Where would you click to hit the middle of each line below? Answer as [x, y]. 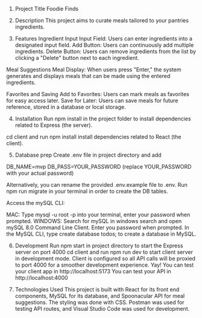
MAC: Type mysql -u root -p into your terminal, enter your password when [98, 215]
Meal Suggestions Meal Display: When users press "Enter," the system [94, 70]
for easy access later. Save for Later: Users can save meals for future [92, 100]
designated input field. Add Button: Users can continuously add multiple [104, 45]
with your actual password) [40, 173]
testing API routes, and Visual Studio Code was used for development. [102, 309]
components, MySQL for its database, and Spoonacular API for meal [100, 296]
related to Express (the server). [53, 125]
